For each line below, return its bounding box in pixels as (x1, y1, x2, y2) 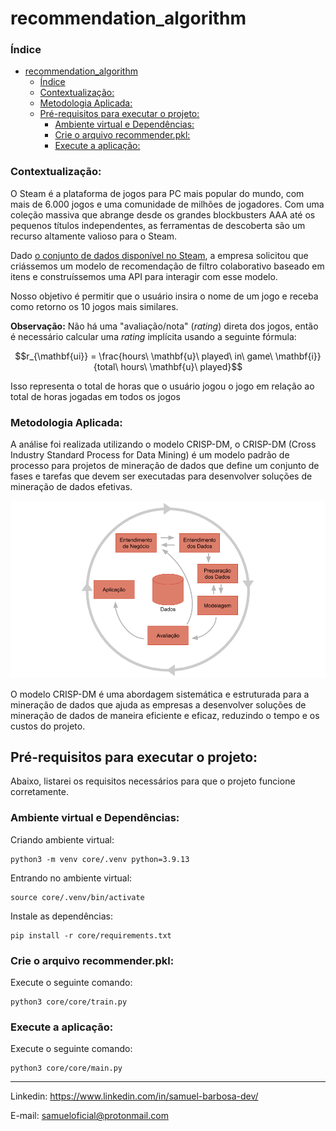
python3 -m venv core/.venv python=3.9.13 (10, 854, 190, 864)
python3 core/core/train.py (10, 997, 128, 1007)
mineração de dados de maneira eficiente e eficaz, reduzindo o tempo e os (10, 709, 320, 721)
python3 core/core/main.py (10, 1063, 123, 1074)
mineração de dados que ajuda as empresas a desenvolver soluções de (10, 698, 307, 711)
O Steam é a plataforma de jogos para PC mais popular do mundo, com (10, 187, 305, 199)
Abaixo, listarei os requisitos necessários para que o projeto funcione (10, 775, 296, 787)
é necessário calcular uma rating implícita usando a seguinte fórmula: (10, 330, 297, 342)
